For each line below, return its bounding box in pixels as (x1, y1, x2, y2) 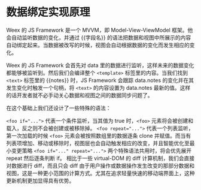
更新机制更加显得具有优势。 (6, 177, 75, 184)
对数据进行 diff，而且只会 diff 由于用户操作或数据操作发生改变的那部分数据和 (6, 162, 195, 169)
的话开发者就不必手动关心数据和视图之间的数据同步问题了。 (6, 91, 153, 99)
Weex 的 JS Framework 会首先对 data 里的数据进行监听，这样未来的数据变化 (6, 61, 194, 69)
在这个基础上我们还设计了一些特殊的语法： (6, 104, 111, 111)
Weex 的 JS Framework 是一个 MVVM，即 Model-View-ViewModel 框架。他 (6, 26, 193, 34)
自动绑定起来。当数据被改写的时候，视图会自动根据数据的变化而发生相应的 (6, 41, 190, 49)
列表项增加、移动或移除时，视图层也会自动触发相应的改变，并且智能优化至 (6, 139, 190, 147)
